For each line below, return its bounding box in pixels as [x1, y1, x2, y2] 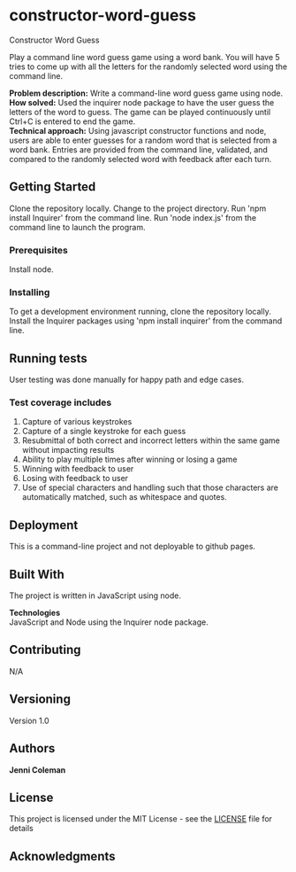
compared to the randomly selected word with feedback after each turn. [9, 153, 272, 164]
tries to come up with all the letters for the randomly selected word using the [9, 61, 288, 72]
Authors [9, 741, 56, 756]
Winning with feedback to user [21, 463, 134, 474]
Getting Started [9, 179, 96, 195]
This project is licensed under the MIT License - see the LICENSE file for [9, 814, 272, 824]
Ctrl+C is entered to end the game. [9, 116, 136, 127]
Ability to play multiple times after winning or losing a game [21, 454, 238, 465]
